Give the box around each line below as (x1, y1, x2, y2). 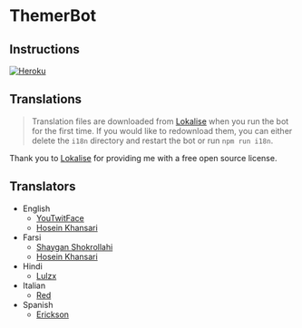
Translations (9, 92, 83, 107)
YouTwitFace (35, 212, 84, 223)
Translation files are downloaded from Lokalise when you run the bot (31, 115, 289, 127)
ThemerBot (9, 5, 97, 26)
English (22, 203, 51, 214)
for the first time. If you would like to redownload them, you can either (31, 125, 293, 136)
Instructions (9, 42, 80, 57)
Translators (9, 178, 76, 195)
